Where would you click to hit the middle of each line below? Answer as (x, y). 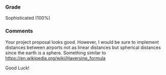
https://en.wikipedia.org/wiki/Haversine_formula (55, 58)
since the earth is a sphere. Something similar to (56, 53)
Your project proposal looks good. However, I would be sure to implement (82, 42)
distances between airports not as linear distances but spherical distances (83, 47)
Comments (19, 31)
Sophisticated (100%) (28, 18)
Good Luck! (17, 68)
